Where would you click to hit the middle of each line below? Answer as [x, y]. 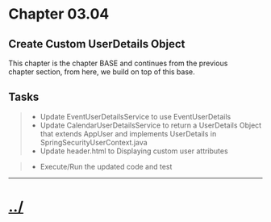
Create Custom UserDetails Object [97, 44]
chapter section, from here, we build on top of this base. [102, 72]
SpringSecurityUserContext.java [94, 142]
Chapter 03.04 [59, 14]
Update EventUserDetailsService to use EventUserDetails [135, 116]
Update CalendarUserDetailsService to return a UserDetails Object [151, 125]
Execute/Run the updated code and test [106, 166]
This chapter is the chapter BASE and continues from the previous [118, 63]
